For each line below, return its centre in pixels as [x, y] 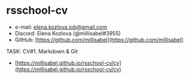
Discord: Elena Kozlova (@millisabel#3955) [68, 33]
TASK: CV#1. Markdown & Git [42, 51]
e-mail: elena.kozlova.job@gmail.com [61, 27]
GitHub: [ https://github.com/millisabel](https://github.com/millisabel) [99, 39]
